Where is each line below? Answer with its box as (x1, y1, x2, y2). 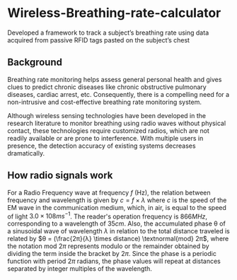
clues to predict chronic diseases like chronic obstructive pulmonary (7, 83, 207, 91)
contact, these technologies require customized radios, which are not (7, 126, 210, 135)
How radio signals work (7, 170, 113, 182)
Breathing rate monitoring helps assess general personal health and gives (7, 75, 222, 83)
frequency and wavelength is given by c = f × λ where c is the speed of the (7, 196, 227, 204)
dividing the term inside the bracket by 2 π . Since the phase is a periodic (7, 250, 217, 258)
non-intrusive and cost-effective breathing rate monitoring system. (7, 98, 202, 106)
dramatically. (7, 148, 45, 157)
